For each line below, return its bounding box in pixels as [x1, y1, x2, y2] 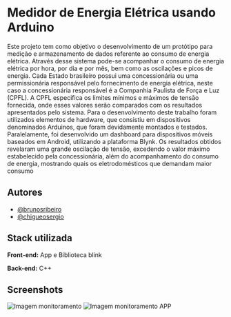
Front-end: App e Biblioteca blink [7, 250, 102, 259]
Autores [7, 187, 43, 198]
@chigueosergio [17, 212, 64, 221]
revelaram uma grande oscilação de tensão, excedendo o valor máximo [7, 145, 210, 153]
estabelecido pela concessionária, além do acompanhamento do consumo [7, 152, 219, 160]
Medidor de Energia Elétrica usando [7, 5, 216, 21]
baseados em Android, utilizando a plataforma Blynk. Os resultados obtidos [7, 137, 222, 145]
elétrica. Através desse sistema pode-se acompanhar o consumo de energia [7, 57, 225, 65]
